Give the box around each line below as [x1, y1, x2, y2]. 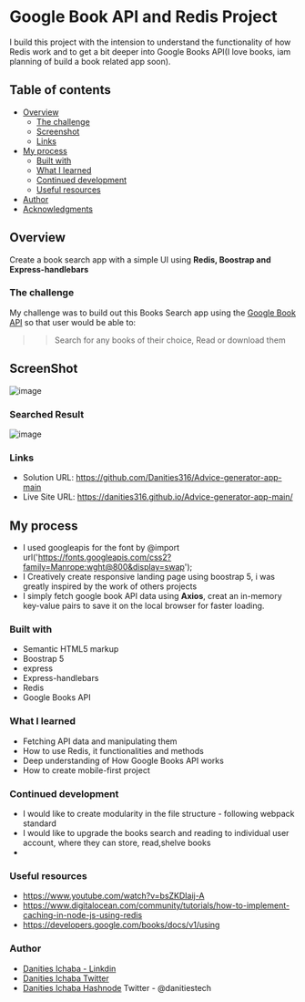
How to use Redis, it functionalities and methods [22, 745, 205, 756]
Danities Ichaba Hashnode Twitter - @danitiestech [22, 982, 212, 993]
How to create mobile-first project [22, 764, 150, 776]
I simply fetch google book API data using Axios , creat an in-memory [22, 591, 282, 602]
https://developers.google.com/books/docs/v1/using [22, 919, 220, 931]
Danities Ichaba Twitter [22, 973, 109, 984]
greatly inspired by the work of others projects [22, 581, 198, 592]
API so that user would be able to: [9, 316, 137, 327]
